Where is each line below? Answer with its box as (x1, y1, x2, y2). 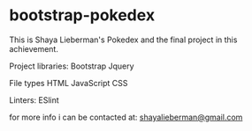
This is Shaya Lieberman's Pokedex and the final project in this (9, 34, 238, 45)
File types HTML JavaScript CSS (9, 77, 128, 88)
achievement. (9, 43, 59, 54)
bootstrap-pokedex (9, 5, 156, 25)
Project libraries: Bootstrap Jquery (9, 61, 134, 71)
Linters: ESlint (9, 94, 59, 106)
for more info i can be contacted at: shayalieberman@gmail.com (9, 112, 243, 122)
